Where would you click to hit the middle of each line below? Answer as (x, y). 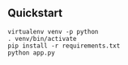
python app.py (32, 53)
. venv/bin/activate (43, 39)
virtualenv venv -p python (53, 31)
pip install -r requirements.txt (64, 46)
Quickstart (35, 13)
